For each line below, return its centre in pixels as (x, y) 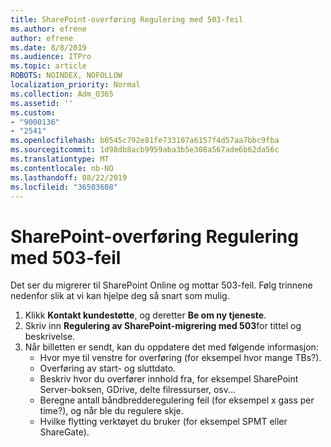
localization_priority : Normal (75, 85)
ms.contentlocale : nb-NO (62, 168)
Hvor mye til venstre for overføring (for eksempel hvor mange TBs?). (180, 358)
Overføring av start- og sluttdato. (108, 368)
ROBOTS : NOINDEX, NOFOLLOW (66, 76)
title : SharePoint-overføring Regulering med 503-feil (127, 19)
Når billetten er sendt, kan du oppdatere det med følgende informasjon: (171, 347)
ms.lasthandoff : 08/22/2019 (69, 177)
